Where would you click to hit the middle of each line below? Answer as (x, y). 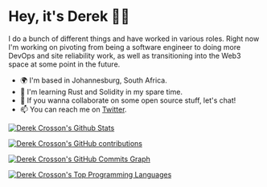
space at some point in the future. (64, 64)
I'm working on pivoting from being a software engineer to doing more (125, 47)
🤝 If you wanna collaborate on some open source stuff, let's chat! (128, 100)
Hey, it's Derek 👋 (69, 16)
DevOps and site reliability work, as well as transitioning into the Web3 (125, 55)
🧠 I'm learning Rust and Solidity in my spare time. (101, 91)
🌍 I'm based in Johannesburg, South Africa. (93, 80)
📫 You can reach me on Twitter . (73, 109)
